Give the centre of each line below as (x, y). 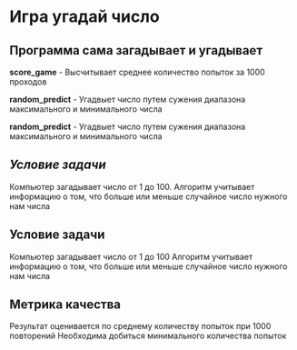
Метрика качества (65, 305)
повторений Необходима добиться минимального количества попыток (148, 336)
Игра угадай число (85, 17)
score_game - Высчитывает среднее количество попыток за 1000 (137, 72)
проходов (28, 82)
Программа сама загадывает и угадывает (136, 50)
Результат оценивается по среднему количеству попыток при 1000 (140, 326)
